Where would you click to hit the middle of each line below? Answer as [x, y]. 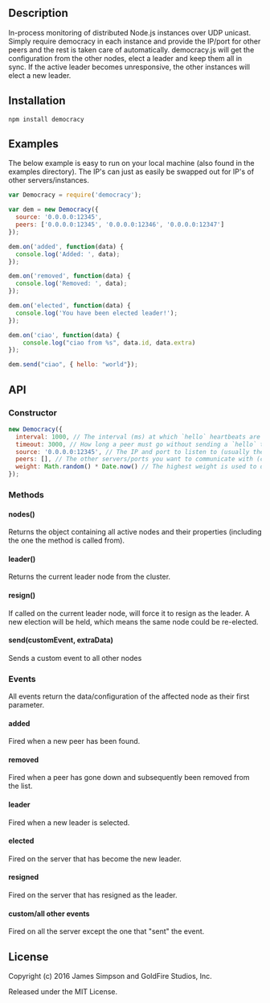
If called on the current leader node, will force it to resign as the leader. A [129, 613]
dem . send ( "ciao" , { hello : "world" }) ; [73, 365]
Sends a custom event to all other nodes [75, 658]
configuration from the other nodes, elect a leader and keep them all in [125, 58]
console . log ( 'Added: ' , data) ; [68, 254]
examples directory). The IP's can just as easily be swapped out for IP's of [131, 171]
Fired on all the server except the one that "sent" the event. [106, 931]
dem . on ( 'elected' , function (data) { [70, 306]
